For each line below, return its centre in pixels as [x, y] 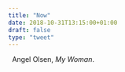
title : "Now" [29, 15]
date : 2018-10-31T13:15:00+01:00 [63, 23]
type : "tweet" [31, 37]
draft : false [29, 30]
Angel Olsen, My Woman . [53, 59]
